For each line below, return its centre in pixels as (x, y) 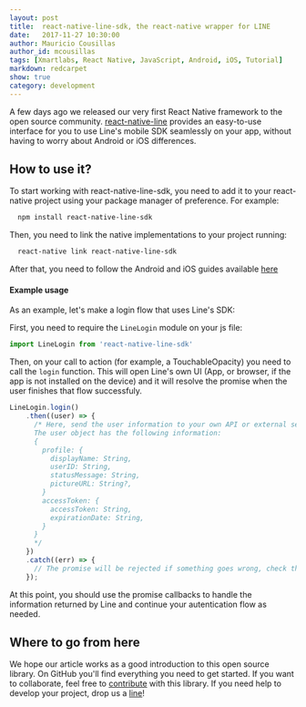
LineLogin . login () (44, 408)
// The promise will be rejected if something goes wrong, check (160, 569)
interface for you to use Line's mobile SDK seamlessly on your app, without (150, 131)
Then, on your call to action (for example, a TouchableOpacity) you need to (150, 362)
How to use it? (51, 169)
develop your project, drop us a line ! (77, 693)
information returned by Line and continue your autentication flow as (138, 604)
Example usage (39, 290)
